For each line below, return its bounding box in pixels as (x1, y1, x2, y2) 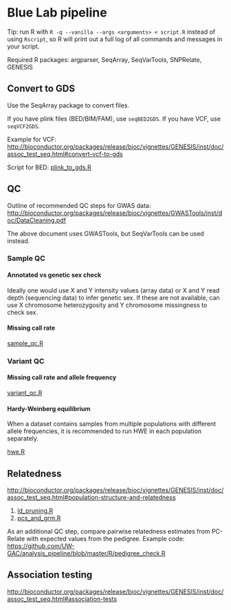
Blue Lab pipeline (7, 5, 108, 21)
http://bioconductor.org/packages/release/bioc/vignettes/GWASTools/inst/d (7, 209, 223, 217)
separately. (7, 434, 39, 443)
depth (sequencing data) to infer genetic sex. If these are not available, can (7, 293, 220, 302)
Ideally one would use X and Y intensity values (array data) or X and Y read (7, 286, 220, 294)
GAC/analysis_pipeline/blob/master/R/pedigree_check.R (7, 549, 166, 558)
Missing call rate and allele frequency (7, 373, 117, 381)
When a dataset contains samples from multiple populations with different (7, 420, 217, 428)
